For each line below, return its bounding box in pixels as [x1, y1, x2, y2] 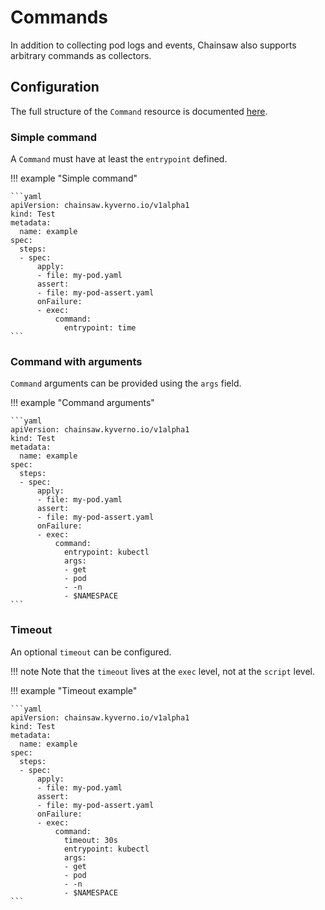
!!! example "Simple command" [10, 172, 138, 185]
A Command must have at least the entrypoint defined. [10, 153, 228, 165]
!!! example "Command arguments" [10, 397, 155, 409]
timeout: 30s [63, 835, 118, 845]
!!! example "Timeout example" [10, 684, 138, 696]
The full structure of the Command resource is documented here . [10, 105, 268, 117]
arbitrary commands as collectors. [10, 49, 152, 61]
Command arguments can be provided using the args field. [10, 377, 242, 390]
